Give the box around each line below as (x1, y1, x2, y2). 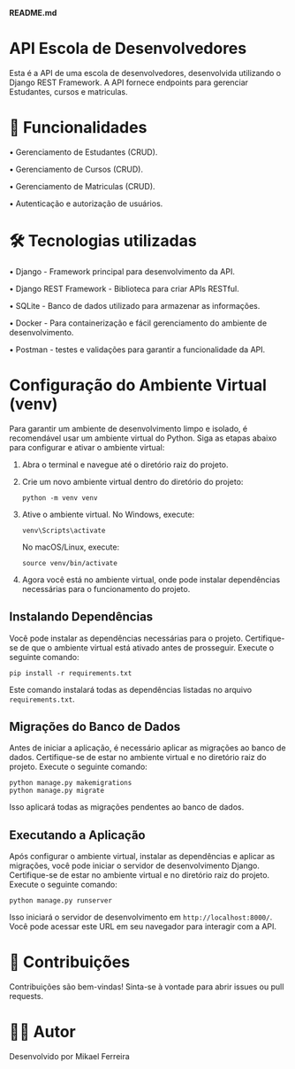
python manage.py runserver (9, 896, 113, 905)
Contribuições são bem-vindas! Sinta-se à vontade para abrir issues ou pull (9, 981, 284, 992)
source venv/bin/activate (21, 558, 117, 567)
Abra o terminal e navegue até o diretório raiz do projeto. (21, 459, 229, 470)
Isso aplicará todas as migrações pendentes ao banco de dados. (9, 802, 245, 812)
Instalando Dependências (9, 610, 154, 625)
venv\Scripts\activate (21, 526, 106, 534)
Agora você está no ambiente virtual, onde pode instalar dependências (21, 574, 281, 585)
